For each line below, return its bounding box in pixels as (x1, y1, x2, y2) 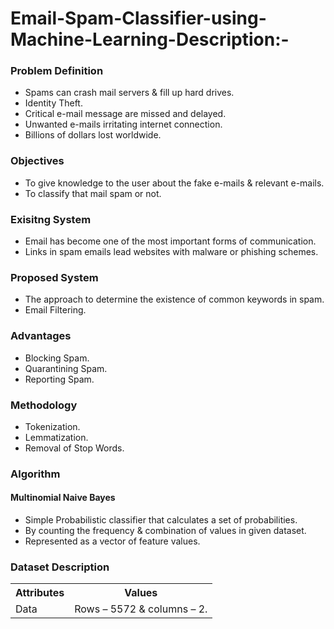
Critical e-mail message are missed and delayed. (24, 108, 227, 120)
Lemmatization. (24, 431, 89, 443)
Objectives (10, 154, 65, 168)
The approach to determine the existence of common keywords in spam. (24, 293, 325, 306)
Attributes (15, 586, 65, 600)
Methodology (10, 398, 78, 412)
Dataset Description (10, 560, 110, 574)
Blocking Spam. (24, 352, 90, 364)
